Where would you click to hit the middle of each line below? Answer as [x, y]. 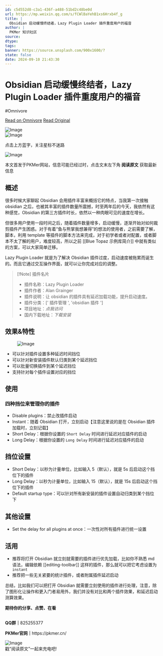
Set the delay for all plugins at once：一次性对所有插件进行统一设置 [79, 529]
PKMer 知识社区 [23, 32]
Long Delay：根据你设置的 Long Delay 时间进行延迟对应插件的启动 [78, 440]
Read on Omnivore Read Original [38, 120]
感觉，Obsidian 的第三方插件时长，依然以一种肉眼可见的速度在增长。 [78, 213]
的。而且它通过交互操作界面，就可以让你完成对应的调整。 [62, 264]
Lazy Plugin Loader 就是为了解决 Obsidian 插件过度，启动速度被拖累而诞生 [80, 258]
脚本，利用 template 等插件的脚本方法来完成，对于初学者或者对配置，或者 [79, 235]
